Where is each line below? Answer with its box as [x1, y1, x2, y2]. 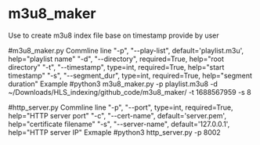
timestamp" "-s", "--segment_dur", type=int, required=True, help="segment [8, 71, 253, 80]
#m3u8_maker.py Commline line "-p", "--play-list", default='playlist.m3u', [8, 45, 244, 55]
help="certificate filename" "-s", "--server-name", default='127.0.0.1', [8, 119, 230, 129]
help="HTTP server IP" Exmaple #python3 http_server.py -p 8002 [8, 127, 221, 137]
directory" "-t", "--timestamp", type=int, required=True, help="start [8, 62, 225, 71]
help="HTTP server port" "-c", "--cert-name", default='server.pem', [8, 111, 227, 120]
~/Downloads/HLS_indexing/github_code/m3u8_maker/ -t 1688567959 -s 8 [8, 87, 252, 96]
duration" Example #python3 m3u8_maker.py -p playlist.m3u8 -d [8, 79, 218, 89]
